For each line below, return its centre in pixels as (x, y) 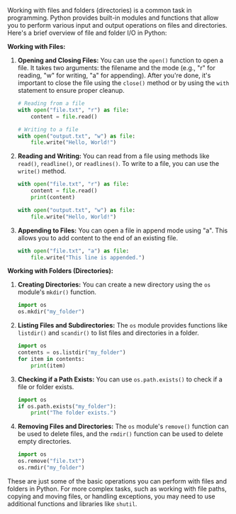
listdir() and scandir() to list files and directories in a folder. (108, 333)
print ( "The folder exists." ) (74, 413)
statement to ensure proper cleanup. (71, 90)
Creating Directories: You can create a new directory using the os (114, 285)
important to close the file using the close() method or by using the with (123, 83)
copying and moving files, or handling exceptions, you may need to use (112, 496)
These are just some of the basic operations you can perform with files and (117, 481)
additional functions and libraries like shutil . (72, 503)
